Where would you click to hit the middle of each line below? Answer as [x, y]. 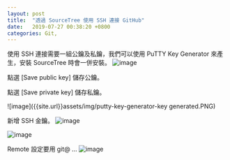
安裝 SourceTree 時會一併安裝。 [65, 63]
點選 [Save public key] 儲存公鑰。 [55, 78]
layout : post [26, 14]
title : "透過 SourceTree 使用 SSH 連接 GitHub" [76, 20]
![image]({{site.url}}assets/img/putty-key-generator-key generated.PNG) [112, 106]
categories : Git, [32, 33]
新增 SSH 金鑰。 [31, 121]
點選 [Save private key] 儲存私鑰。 [56, 92]
